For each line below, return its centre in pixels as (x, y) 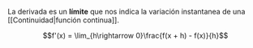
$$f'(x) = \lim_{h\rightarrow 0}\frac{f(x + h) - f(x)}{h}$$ (135, 36)
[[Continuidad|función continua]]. (63, 20)
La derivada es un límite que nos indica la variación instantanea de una (126, 12)
